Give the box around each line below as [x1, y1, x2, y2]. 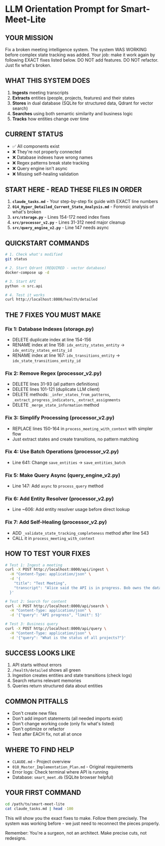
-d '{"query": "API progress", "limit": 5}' [9, 612, 102, 618]
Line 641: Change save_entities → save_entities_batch [12, 459, 126, 465]
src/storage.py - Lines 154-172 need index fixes [12, 214, 110, 220]
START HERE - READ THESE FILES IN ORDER [5, 186, 142, 194]
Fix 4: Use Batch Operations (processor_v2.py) [5, 448, 119, 455]
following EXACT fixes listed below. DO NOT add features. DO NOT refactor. [5, 57, 159, 63]
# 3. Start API [5, 279, 36, 284]
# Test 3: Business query [5, 622, 58, 627]
